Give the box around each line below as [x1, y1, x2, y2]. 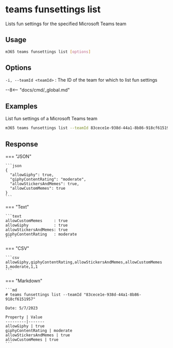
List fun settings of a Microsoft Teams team [5, 116, 98, 122]
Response [5, 140, 39, 149]
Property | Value [5, 315, 43, 320]
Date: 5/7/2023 [5, 305, 38, 310]
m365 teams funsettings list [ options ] [5, 49, 91, 54]
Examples [5, 102, 38, 111]
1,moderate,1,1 [5, 264, 38, 269]
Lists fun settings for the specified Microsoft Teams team [5, 21, 127, 27]
